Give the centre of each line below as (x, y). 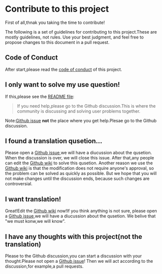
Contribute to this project (57, 9)
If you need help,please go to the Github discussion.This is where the (86, 106)
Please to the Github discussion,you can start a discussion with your (73, 256)
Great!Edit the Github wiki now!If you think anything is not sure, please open (81, 211)
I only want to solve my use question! (63, 85)
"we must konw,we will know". (35, 221)
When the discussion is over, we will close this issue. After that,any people (80, 158)
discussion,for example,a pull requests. (44, 266)
